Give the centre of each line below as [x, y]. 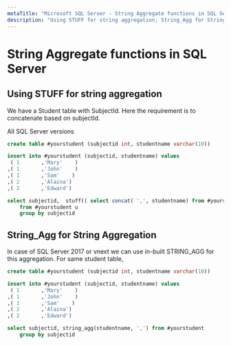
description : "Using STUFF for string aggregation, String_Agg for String [117, 20]
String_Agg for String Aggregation [82, 235]
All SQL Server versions [41, 131]
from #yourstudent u [49, 207]
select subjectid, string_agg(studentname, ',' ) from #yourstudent [106, 328]
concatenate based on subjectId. [54, 118]
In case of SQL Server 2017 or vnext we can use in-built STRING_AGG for [111, 251]
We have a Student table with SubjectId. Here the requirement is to [101, 110]
